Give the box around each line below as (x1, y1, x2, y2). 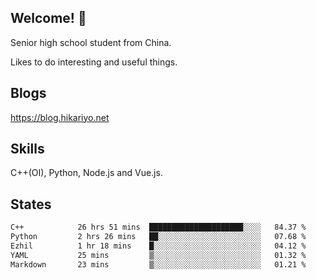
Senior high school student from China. (10, 36, 172, 48)
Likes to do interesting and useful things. (10, 56, 178, 68)
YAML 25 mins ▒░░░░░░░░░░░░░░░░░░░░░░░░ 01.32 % (10, 250, 307, 260)
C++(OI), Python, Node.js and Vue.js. (10, 167, 163, 179)
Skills (10, 141, 45, 158)
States (10, 196, 52, 213)
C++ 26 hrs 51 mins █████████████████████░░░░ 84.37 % (10, 222, 307, 233)
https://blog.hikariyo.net (10, 111, 110, 123)
